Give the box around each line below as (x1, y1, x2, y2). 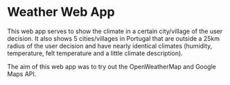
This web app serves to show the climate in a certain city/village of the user (7, 27, 223, 35)
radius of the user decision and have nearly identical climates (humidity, (7, 41, 213, 50)
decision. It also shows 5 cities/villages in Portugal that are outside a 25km (7, 34, 220, 42)
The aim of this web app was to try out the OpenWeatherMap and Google (7, 62, 217, 70)
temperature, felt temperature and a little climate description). (7, 49, 184, 57)
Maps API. (7, 70, 37, 78)
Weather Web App (7, 4, 116, 20)
